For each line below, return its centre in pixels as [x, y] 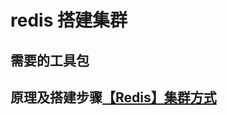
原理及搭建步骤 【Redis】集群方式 [113, 97]
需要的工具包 [50, 60]
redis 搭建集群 [69, 20]
